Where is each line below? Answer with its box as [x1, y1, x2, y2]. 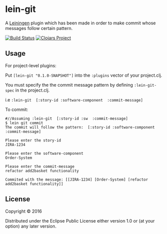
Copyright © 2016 [5, 208, 42, 214]
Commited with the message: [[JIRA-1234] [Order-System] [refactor [5, 177, 149, 182]
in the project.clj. [15, 87, 50, 93]
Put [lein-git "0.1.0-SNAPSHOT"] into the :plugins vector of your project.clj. [5, 72, 163, 78]
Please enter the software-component [5, 151, 84, 156]
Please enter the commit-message [5, 164, 75, 169]
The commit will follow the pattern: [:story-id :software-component [5, 124, 155, 130]
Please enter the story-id [5, 138, 61, 143]
